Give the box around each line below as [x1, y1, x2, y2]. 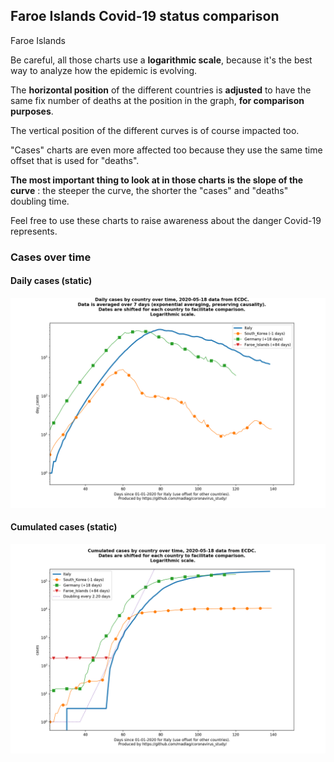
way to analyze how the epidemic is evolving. [10, 64, 198, 76]
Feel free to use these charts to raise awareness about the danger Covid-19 [10, 214, 322, 226]
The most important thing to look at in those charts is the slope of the [10, 174, 304, 186]
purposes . [10, 105, 54, 117]
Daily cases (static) [10, 275, 93, 287]
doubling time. [10, 195, 70, 207]
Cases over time [10, 250, 92, 264]
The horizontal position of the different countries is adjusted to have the [10, 84, 312, 96]
